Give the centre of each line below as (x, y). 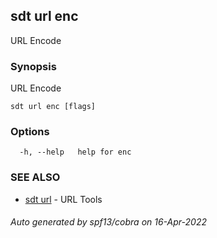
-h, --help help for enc (75, 152)
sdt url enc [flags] (53, 107)
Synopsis (33, 66)
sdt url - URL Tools (63, 199)
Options (30, 132)
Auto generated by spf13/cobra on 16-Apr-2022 (108, 222)
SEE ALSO (35, 177)
